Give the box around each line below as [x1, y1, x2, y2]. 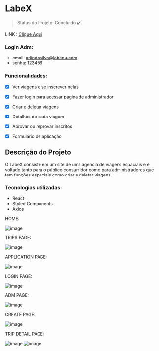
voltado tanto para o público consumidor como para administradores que [5, 167, 154, 173]
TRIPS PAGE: [5, 235, 31, 241]
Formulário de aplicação [12, 133, 62, 139]
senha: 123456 [12, 60, 43, 66]
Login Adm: [5, 43, 34, 50]
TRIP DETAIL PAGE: [5, 331, 44, 337]
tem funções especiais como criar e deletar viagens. [5, 172, 112, 177]
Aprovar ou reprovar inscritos [12, 123, 73, 129]
